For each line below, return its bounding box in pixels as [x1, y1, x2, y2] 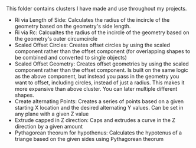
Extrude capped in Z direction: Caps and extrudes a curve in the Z [14, 117, 176, 123]
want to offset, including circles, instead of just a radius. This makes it [14, 79, 185, 86]
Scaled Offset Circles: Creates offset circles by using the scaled [14, 41, 170, 48]
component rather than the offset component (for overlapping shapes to [14, 48, 191, 55]
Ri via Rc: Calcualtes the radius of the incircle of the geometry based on [14, 29, 190, 36]
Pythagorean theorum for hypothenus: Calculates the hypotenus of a [14, 129, 182, 136]
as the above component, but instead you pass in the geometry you [14, 73, 179, 80]
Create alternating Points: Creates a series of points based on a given [14, 98, 184, 105]
